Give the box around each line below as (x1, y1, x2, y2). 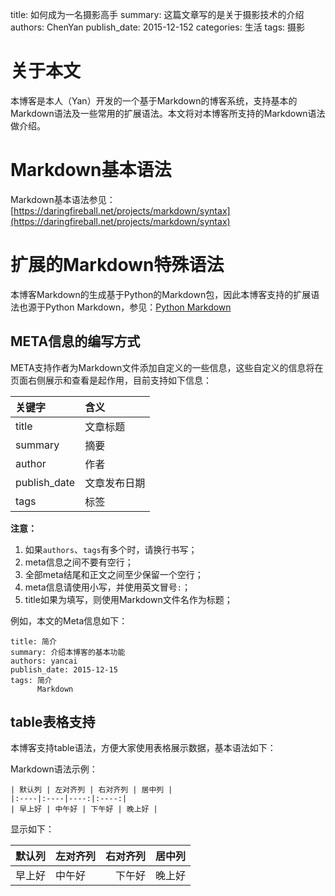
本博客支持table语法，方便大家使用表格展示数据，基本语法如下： (10, 742, 277, 754)
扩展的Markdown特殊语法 (10, 254, 225, 277)
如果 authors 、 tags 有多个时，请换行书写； (24, 543, 198, 555)
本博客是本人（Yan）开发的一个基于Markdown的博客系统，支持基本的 (10, 94, 298, 107)
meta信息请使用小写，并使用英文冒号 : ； (24, 581, 191, 593)
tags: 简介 (10, 675, 53, 685)
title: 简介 (10, 636, 57, 647)
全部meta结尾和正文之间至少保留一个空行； (24, 568, 204, 580)
